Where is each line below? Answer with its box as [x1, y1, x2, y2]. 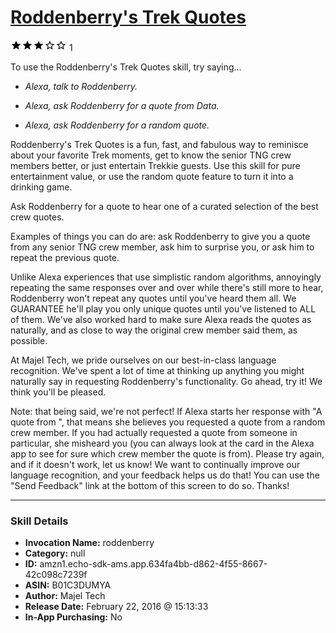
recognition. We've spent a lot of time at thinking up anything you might [10, 364, 305, 376]
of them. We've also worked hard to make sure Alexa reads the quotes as [10, 313, 312, 325]
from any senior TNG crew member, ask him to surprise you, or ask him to [10, 241, 315, 253]
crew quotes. [10, 211, 65, 223]
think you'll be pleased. [10, 386, 107, 398]
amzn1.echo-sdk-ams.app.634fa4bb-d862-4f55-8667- [39, 558, 268, 570]
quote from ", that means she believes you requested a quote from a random [10, 416, 326, 428]
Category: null [24, 547, 86, 560]
